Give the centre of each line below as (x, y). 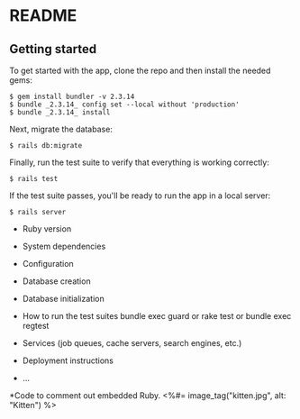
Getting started (53, 49)
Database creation (57, 281)
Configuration (48, 264)
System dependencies (64, 246)
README (43, 16)
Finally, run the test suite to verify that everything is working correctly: (140, 162)
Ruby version (47, 229)
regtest (36, 326)
